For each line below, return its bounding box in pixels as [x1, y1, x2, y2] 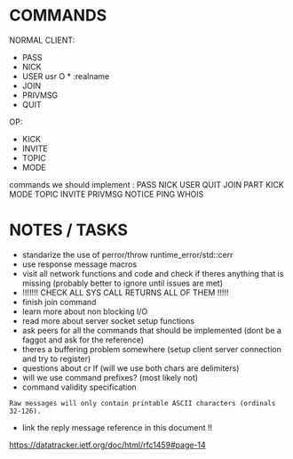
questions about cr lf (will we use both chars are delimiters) [21, 362, 240, 374]
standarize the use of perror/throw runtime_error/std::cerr [21, 249, 234, 260]
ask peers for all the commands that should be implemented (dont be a [21, 325, 282, 335]
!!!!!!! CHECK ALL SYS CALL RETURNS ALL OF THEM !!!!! [21, 286, 229, 298]
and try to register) [21, 353, 91, 364]
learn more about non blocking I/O [21, 306, 148, 317]
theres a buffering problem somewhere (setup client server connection [21, 343, 281, 354]
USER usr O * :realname [21, 70, 110, 81]
